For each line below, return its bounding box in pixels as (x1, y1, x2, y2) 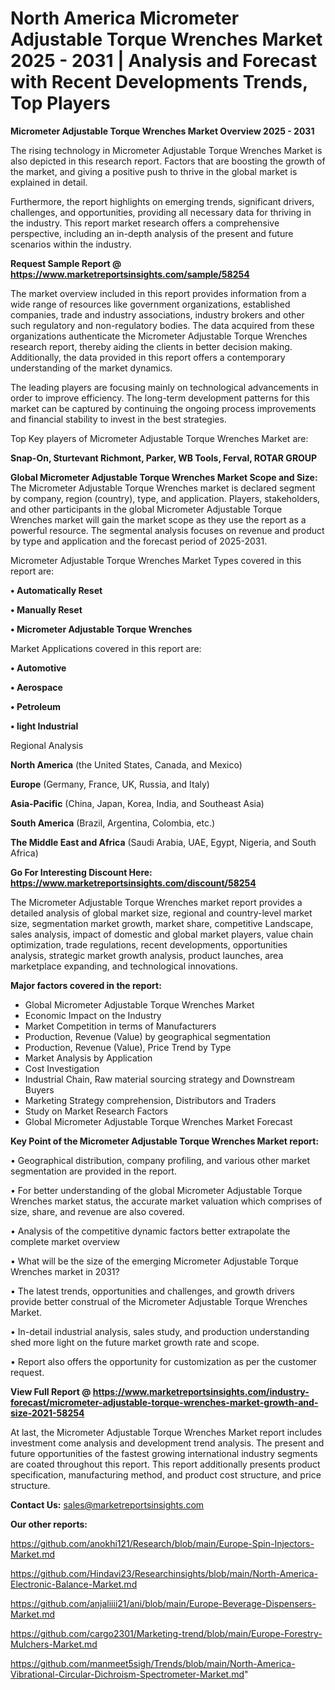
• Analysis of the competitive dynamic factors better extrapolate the (10, 1225, 291, 1237)
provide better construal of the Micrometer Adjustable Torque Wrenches (10, 1295, 308, 1307)
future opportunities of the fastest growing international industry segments (10, 1447, 318, 1459)
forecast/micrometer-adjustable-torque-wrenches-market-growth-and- (10, 1396, 319, 1408)
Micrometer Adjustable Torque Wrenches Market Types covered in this (10, 554, 302, 566)
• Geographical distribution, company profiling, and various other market (10, 1154, 311, 1166)
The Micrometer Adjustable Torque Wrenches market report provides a (10, 896, 303, 908)
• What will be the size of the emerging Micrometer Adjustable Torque (10, 1255, 299, 1267)
